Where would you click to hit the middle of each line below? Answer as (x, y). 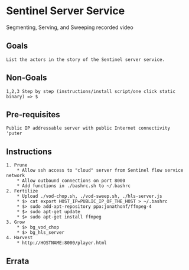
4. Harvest (19, 238)
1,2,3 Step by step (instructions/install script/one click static (91, 91)
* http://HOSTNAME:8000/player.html (62, 243)
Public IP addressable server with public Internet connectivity (88, 128)
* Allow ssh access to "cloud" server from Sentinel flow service (100, 171)
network (16, 176)
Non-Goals (27, 78)
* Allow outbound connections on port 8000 (71, 181)
